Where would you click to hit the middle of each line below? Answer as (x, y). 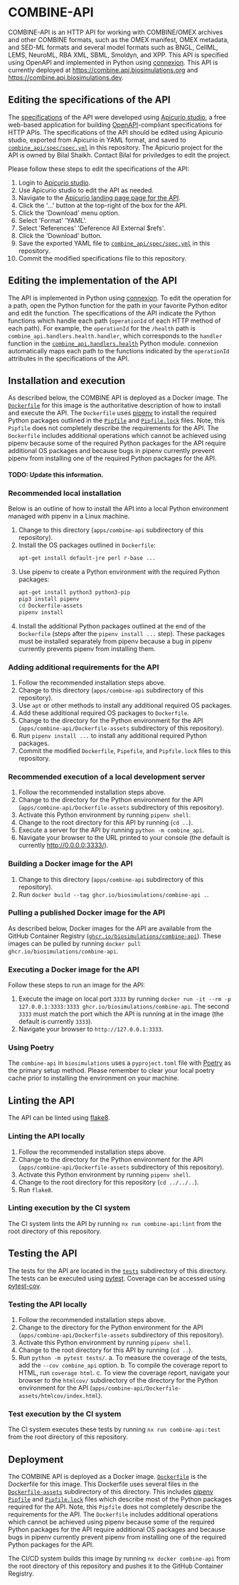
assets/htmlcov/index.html (58, 1396)
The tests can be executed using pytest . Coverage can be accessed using (117, 1278)
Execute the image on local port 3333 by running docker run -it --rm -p (124, 999)
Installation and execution (67, 381)
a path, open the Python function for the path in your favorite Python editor (118, 305)
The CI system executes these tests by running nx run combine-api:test (115, 1430)
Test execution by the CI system (65, 1413)
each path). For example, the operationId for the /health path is (102, 328)
